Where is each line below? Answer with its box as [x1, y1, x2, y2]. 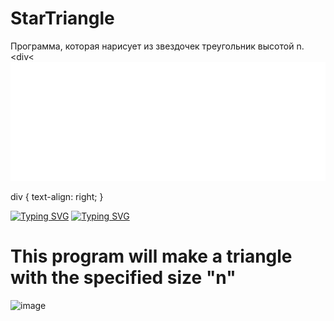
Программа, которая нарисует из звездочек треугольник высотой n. [10, 40, 305, 52]
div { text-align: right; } [10, 190, 104, 202]
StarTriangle [10, 7, 115, 30]
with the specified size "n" [10, 267, 237, 289]
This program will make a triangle [10, 245, 293, 268]
